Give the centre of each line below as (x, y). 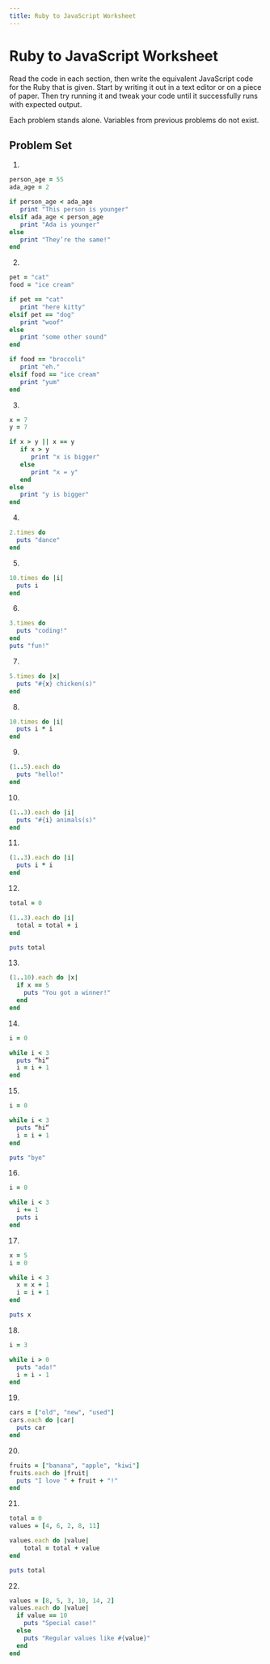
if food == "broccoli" (47, 360)
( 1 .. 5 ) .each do (35, 767)
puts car (31, 1427)
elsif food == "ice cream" (55, 374)
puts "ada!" (37, 1367)
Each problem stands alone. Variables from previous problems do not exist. (134, 120)
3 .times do (27, 623)
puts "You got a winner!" (67, 993)
